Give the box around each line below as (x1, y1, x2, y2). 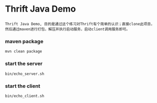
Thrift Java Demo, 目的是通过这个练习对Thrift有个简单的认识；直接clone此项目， (5, 22, 155, 27)
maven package (5, 38, 44, 45)
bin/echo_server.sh (5, 71, 45, 76)
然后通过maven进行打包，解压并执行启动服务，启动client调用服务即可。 (5, 27, 130, 32)
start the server (5, 60, 43, 67)
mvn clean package (5, 49, 42, 54)
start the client (5, 83, 40, 89)
